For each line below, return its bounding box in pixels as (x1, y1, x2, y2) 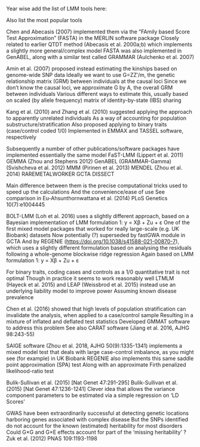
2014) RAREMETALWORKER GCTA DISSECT (6, 170, 115, 178)
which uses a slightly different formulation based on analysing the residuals (6, 244, 192, 251)
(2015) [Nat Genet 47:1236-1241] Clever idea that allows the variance (6, 386, 176, 392)
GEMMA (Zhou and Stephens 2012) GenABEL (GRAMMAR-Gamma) (6, 158, 172, 164)
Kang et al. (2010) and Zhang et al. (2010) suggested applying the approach (6, 108, 193, 115)
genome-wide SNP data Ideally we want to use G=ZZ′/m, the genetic (6, 72, 176, 78)
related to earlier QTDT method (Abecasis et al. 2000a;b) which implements (6, 41, 193, 48)
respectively (6, 134, 37, 141)
